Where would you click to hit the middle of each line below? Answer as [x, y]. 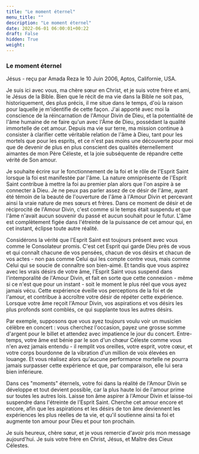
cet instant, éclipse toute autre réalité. [53, 228]
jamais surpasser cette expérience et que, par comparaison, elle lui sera [94, 366]
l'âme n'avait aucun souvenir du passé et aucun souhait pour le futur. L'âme [99, 216]
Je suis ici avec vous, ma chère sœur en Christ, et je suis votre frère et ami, [99, 91]
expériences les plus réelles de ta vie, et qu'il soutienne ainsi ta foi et [90, 415]
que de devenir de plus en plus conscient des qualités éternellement [90, 147]
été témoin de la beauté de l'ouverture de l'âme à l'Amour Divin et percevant [99, 197]
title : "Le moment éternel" [41, 12]
